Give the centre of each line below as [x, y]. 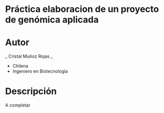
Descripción [31, 91]
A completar [18, 105]
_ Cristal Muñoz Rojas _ [29, 56]
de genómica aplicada [52, 20]
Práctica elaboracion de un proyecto [82, 9]
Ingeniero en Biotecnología [40, 71]
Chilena [20, 66]
